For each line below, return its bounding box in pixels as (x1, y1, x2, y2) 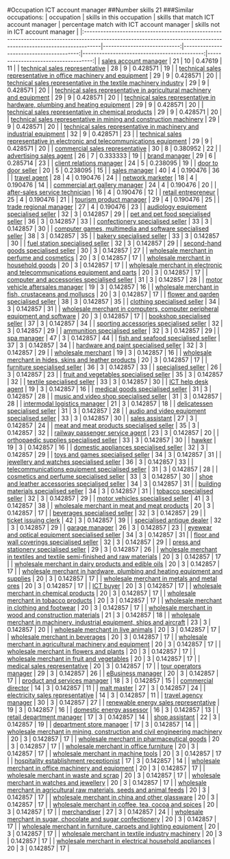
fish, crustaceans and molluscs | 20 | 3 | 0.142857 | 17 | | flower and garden (7, 290, 220, 298)
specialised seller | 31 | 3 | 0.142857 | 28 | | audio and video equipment (7, 407, 207, 414)
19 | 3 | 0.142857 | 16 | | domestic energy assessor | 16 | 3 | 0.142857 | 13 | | (7, 706, 219, 714)
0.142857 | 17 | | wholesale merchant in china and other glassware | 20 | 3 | (7, 793, 218, 801)
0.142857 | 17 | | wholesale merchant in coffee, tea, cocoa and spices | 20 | (7, 801, 218, 808)
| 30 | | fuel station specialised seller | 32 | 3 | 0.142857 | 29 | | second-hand (7, 239, 222, 247)
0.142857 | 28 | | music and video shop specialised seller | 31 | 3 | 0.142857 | (7, 392, 222, 400)
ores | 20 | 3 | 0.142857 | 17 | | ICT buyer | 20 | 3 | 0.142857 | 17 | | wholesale (7, 582, 222, 589)
